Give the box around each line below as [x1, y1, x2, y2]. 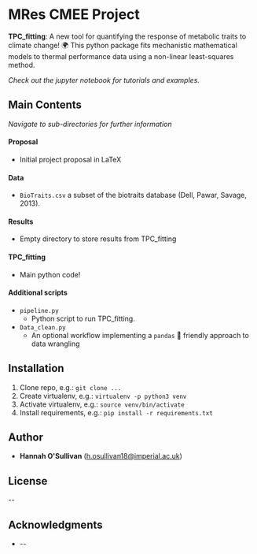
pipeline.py [19, 307, 59, 314]
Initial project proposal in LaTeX [19, 154, 122, 164]
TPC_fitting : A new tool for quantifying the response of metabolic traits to [8, 32, 247, 41]
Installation [8, 362, 64, 375]
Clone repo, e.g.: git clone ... [19, 382, 122, 392]
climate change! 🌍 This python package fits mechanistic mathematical [8, 40, 237, 50]
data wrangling [31, 339, 80, 348]
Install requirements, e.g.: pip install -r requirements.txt [19, 407, 214, 417]
